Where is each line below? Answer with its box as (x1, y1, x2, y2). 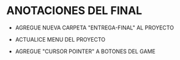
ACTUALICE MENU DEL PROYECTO (15, 36, 106, 43)
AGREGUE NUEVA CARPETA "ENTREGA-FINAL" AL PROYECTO (15, 24, 174, 31)
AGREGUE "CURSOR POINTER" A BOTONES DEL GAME (15, 47, 156, 55)
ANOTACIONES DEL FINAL (6, 4, 143, 18)
